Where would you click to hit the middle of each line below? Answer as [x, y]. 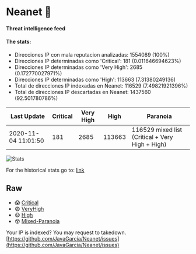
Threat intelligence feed [36, 28]
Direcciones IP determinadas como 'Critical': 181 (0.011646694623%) [98, 61]
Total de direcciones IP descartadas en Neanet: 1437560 [83, 92]
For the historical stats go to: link [45, 170]
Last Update [28, 116]
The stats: [19, 42]
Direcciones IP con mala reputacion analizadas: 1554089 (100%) [92, 54]
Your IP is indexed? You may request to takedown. [66, 232]
